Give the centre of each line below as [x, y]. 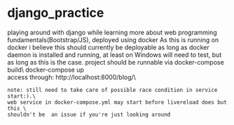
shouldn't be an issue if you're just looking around [89, 114]
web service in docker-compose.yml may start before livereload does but [117, 102]
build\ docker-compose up [46, 70]
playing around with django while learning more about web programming [112, 32]
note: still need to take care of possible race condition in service [112, 90]
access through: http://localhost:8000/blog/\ [72, 77]
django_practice [56, 13]
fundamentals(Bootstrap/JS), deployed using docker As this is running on [113, 39]
